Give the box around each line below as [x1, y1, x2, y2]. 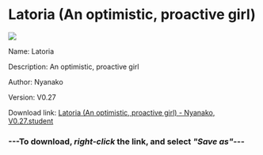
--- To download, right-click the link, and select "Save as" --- [8, 136, 246, 147]
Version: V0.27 [8, 93, 57, 102]
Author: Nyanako [8, 77, 63, 86]
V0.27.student [8, 116, 54, 126]
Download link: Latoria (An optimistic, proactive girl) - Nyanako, [8, 108, 215, 117]
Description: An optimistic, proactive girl [8, 62, 139, 71]
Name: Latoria [8, 46, 55, 56]
